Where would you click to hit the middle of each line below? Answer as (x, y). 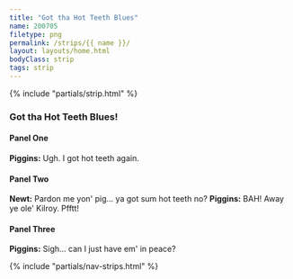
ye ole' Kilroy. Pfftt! (44, 209)
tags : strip (31, 68)
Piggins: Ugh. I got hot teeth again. (74, 158)
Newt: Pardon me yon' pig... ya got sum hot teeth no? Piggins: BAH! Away (147, 199)
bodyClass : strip (42, 59)
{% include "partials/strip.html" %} (73, 93)
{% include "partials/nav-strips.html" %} (84, 266)
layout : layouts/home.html (60, 51)
